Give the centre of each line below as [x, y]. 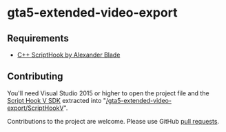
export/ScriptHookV [35, 108]
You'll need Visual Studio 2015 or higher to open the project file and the [108, 93]
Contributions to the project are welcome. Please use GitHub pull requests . [113, 121]
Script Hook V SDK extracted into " [57, 100]
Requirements [38, 38]
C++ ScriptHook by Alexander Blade [69, 55]
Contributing [35, 76]
